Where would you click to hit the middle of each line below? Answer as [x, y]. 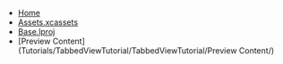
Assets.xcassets [48, 22]
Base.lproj [36, 32]
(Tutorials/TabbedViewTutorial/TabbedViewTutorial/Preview [127, 51]
